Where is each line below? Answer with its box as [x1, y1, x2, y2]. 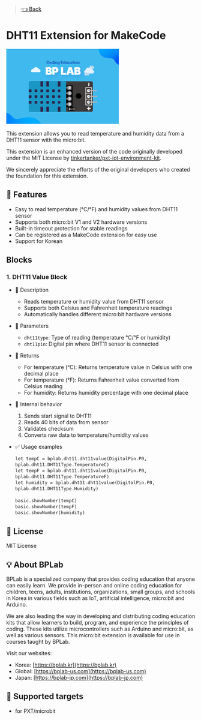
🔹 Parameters [14, 322, 49, 329]
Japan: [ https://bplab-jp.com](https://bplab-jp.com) [14, 674, 143, 682]
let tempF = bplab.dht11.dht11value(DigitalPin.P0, [14, 468, 147, 474]
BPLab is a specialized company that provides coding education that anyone [6, 575, 195, 583]
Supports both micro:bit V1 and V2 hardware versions [14, 218, 148, 226]
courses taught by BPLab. [6, 638, 70, 646]
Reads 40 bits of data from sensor [23, 419, 109, 426]
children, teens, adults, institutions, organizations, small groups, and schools [6, 588, 195, 596]
